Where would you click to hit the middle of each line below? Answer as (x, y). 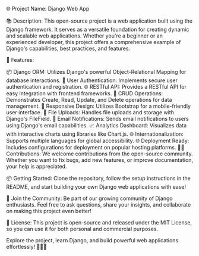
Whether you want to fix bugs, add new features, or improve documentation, (100, 160)
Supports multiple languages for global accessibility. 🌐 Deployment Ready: (98, 141)
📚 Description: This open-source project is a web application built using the (99, 21)
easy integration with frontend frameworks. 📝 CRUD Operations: (85, 93)
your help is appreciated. (37, 166)
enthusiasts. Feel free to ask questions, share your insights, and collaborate (99, 205)
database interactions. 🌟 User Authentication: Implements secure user (92, 80)
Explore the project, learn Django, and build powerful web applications (92, 240)
